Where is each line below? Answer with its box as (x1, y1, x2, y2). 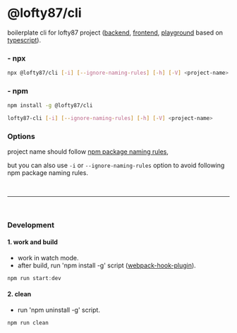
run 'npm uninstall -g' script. (17, 305, 101, 314)
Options (7, 132, 35, 142)
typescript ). (7, 35, 41, 44)
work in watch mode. (17, 253, 79, 262)
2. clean (7, 290, 32, 298)
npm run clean (7, 319, 49, 326)
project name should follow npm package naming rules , (7, 147, 169, 156)
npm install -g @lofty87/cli (7, 102, 93, 109)
